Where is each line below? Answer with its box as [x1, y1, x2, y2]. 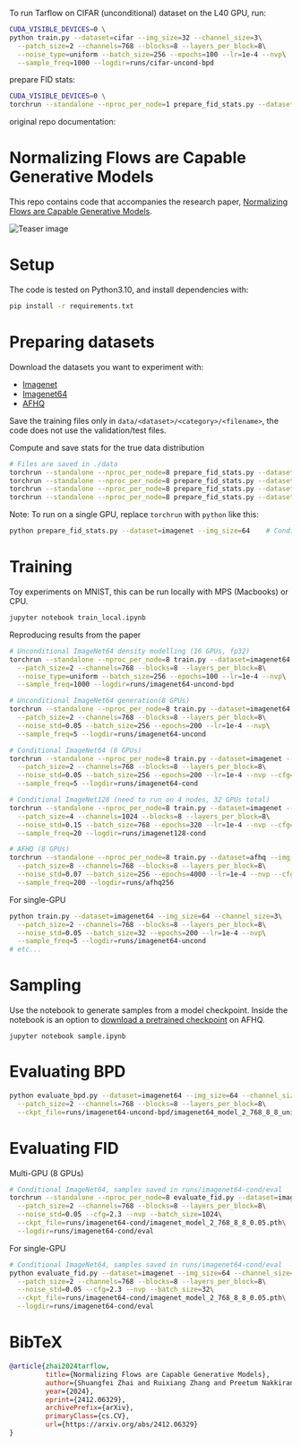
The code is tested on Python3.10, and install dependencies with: [9, 284, 249, 295]
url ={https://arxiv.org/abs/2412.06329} [45, 1420, 199, 1429]
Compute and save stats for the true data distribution [9, 442, 204, 453]
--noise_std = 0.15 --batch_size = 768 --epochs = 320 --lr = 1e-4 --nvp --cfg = [17, 820, 295, 829]
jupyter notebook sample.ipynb [9, 1032, 126, 1041]
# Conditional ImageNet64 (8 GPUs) [9, 746, 142, 755]
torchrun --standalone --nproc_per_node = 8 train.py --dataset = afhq [9, 853, 267, 862]
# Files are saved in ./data [9, 459, 118, 469]
